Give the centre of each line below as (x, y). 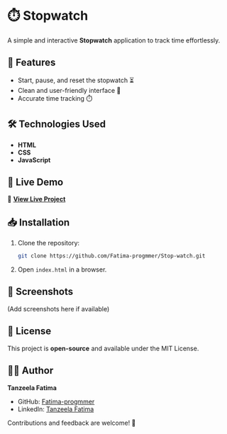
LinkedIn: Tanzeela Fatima (56, 409)
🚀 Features (32, 63)
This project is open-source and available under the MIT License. (103, 348)
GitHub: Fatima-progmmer (56, 401)
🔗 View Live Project (37, 199)
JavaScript (34, 160)
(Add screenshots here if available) (59, 308)
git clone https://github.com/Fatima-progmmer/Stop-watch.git (111, 256)
